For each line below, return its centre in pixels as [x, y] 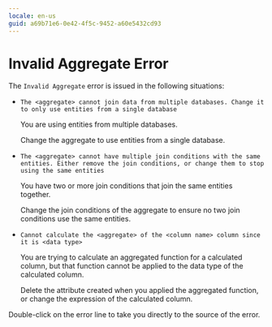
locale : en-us [32, 16]
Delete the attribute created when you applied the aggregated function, [139, 290]
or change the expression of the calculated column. [106, 299]
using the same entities [62, 171]
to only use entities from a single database [98, 110]
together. [35, 195]
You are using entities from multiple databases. [99, 125]
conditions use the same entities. [76, 219]
